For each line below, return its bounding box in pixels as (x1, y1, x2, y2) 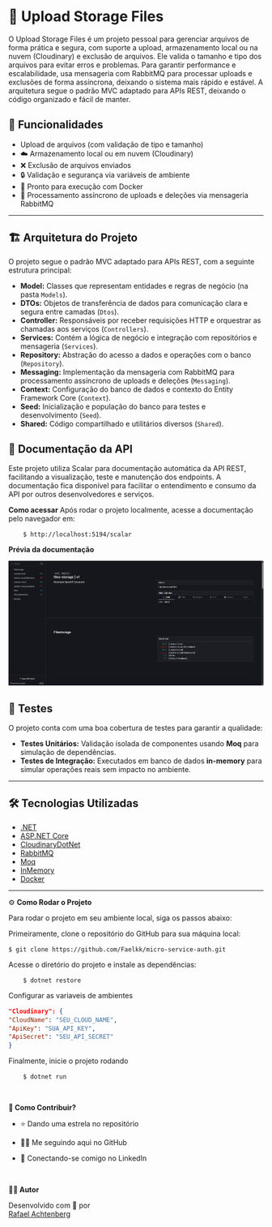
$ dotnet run (23, 1073, 67, 1081)
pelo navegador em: (8, 514, 75, 524)
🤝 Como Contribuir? (8, 1103, 77, 1113)
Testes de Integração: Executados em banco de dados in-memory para (19, 756, 262, 766)
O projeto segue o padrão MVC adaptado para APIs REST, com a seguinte (8, 256, 255, 266)
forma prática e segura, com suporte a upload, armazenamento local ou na (8, 42, 258, 52)
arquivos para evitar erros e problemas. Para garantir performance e (8, 60, 236, 70)
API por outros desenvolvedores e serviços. (8, 490, 155, 500)
